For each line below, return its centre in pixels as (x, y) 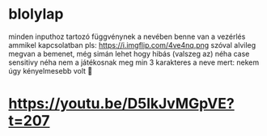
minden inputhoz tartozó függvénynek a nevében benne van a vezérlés (127, 36)
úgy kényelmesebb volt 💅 (51, 70)
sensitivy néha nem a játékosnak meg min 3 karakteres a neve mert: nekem (134, 62)
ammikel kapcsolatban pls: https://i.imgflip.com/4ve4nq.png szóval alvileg (132, 45)
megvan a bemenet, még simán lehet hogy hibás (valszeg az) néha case (129, 53)
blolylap (36, 14)
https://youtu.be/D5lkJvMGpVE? (121, 104)
